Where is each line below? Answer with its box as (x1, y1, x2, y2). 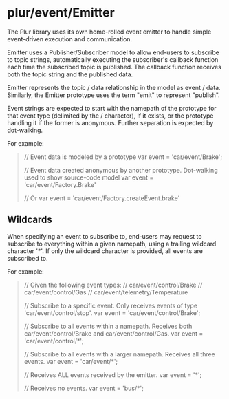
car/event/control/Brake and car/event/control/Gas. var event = (23, 329, 204, 338)
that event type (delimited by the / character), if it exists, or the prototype (7, 111, 214, 120)
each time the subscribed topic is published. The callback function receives (7, 63, 221, 71)
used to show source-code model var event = (23, 173, 154, 182)
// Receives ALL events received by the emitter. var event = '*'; (23, 370, 202, 379)
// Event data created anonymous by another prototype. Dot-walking (23, 166, 218, 174)
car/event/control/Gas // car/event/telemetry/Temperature (23, 288, 188, 296)
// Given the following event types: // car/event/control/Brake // (23, 281, 203, 289)
